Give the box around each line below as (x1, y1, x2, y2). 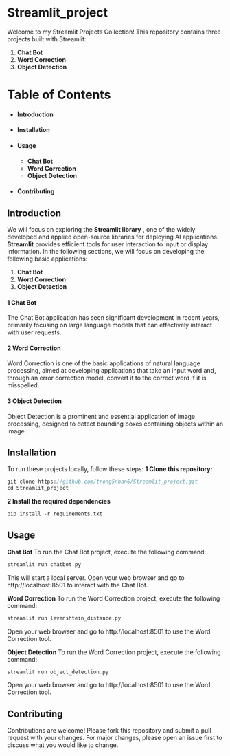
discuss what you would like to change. (7, 741, 119, 749)
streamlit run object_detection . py (7, 669, 109, 676)
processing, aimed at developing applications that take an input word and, (7, 367, 216, 375)
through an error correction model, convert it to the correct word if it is (7, 374, 207, 382)
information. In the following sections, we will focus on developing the (7, 247, 205, 255)
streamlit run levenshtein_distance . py (7, 614, 122, 622)
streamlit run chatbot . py (7, 561, 81, 568)
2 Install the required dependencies (7, 497, 111, 506)
